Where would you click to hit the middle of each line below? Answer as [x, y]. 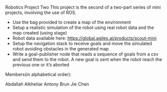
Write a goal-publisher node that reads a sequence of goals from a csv [85, 54]
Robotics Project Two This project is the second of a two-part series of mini [83, 7]
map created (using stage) [40, 33]
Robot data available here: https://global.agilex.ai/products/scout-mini [84, 38]
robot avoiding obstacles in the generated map [60, 49]
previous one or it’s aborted [41, 65]
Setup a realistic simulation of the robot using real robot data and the [83, 27]
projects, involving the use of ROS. [41, 12]
